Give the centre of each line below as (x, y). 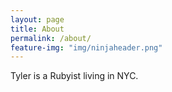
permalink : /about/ (51, 38)
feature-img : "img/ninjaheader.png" (86, 47)
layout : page (37, 19)
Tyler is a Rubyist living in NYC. (74, 76)
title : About (37, 29)
